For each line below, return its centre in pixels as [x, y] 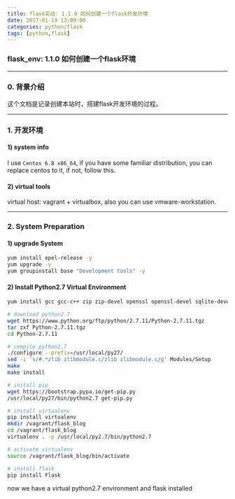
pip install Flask [34, 475]
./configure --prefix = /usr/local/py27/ [65, 353]
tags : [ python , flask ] [39, 33]
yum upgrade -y [29, 265]
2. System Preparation [46, 227]
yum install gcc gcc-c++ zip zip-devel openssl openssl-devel [100, 302]
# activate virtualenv [40, 449]
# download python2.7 [39, 314]
